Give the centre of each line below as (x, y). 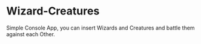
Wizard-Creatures (53, 11)
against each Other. (31, 34)
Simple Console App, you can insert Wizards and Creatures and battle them (100, 28)
